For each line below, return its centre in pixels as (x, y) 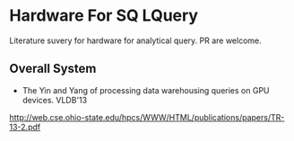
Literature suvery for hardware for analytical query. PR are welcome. (135, 40)
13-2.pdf (25, 127)
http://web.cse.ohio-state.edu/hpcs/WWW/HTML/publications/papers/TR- (147, 117)
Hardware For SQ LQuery (104, 16)
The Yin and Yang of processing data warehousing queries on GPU (146, 90)
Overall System (53, 69)
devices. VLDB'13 (55, 100)
